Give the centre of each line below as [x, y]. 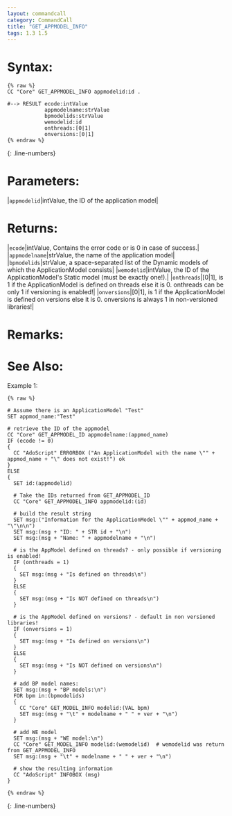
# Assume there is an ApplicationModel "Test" [75, 411]
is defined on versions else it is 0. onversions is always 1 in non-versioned [113, 300]
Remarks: [35, 335]
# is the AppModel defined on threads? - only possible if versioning [117, 550]
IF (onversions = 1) [43, 629]
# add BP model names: [46, 684]
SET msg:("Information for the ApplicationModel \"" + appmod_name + [116, 520]
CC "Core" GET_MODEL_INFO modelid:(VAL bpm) [85, 708]
